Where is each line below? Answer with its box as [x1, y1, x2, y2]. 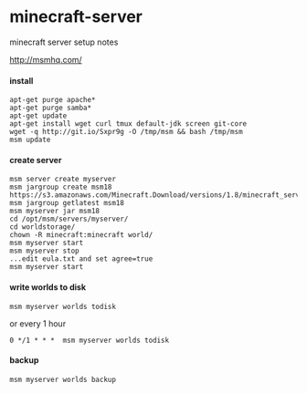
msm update [9, 135, 51, 145]
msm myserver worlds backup [9, 375, 117, 384]
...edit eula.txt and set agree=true [9, 254, 153, 264]
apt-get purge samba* [9, 103, 92, 113]
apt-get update [9, 111, 68, 120]
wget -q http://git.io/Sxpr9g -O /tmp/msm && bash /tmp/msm [9, 128, 244, 137]
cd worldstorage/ [9, 222, 76, 232]
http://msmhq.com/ [9, 54, 82, 65]
